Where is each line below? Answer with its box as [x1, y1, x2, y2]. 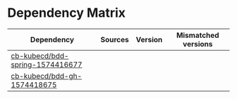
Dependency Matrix [7, 5, 126, 21]
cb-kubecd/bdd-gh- [11, 71, 83, 81]
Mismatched [176, 30, 220, 40]
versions [183, 39, 213, 48]
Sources [100, 34, 129, 44]
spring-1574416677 [11, 60, 83, 70]
